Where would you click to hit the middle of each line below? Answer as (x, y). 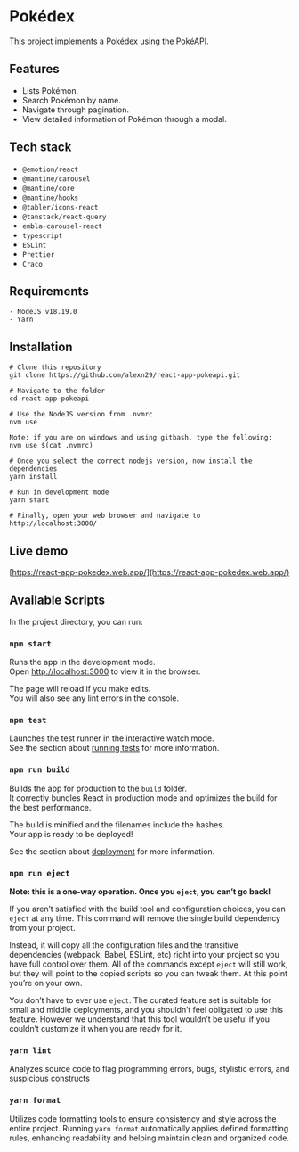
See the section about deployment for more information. (112, 851)
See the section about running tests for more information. (114, 748)
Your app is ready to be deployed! (71, 834)
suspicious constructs (50, 1078)
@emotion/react (50, 169)
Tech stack (40, 148)
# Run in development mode (59, 492)
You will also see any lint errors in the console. (94, 698)
